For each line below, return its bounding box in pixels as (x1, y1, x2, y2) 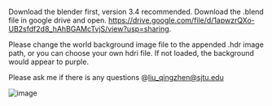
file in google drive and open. (8, 15, 107, 25)
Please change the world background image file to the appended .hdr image (8, 40, 265, 49)
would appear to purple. (8, 57, 90, 66)
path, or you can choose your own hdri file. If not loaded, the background (8, 49, 255, 57)
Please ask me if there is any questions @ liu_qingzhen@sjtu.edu (8, 73, 224, 82)
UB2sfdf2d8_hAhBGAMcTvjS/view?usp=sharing (8, 24, 169, 33)
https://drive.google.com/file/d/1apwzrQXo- (108, 15, 255, 25)
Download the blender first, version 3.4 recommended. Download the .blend (8, 7, 265, 16)
